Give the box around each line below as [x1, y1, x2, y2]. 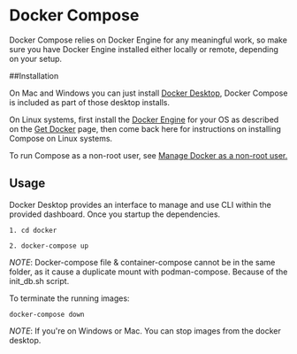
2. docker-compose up [9, 241, 89, 250]
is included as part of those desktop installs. [9, 96, 171, 107]
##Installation [9, 70, 59, 81]
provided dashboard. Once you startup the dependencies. [9, 209, 221, 219]
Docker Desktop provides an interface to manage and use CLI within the [9, 199, 272, 210]
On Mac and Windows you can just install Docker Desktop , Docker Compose [9, 88, 288, 98]
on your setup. [9, 53, 63, 64]
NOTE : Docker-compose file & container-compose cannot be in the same [9, 257, 276, 267]
